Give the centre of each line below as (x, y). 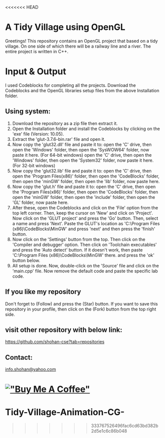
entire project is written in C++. (37, 51)
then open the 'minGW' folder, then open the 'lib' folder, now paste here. (86, 181)
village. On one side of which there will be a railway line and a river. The (78, 46)
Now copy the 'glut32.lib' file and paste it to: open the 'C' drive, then (82, 171)
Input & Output (36, 72)
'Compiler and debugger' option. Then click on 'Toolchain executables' (84, 245)
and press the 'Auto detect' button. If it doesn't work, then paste (78, 250)
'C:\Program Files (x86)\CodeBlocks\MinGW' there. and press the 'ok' (83, 255)
